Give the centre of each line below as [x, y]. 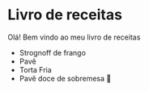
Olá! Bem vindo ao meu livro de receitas [74, 37]
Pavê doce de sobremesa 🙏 [65, 78]
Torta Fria [35, 69]
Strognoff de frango [53, 52]
